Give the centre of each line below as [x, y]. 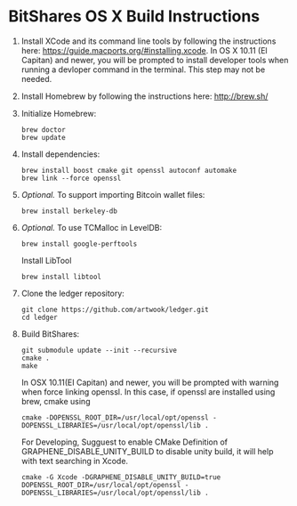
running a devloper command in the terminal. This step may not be [143, 69]
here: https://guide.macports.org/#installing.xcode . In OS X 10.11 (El [144, 50]
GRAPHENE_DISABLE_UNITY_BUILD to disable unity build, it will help [147, 451]
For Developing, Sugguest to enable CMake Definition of [124, 442]
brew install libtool [61, 277]
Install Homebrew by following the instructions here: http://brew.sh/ [144, 96]
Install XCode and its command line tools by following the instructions [148, 41]
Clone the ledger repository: [73, 293]
